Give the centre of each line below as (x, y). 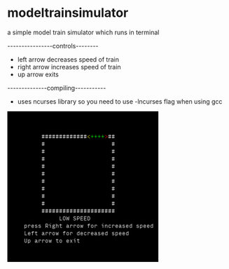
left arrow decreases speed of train (68, 59)
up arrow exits (38, 74)
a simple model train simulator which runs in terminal (83, 32)
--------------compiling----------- (57, 88)
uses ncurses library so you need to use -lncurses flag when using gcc (120, 101)
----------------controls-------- (53, 46)
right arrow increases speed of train (69, 67)
